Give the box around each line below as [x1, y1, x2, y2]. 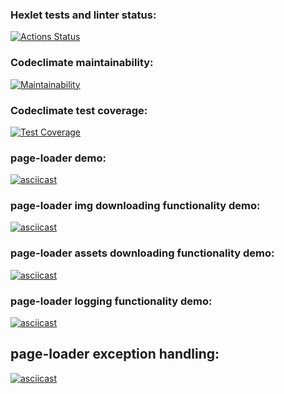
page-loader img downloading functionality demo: [10, 199, 261, 213]
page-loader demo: [10, 151, 107, 165]
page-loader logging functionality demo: [10, 294, 213, 308]
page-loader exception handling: [10, 346, 220, 363]
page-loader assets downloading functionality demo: [10, 246, 275, 260]
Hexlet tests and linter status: [10, 8, 157, 22]
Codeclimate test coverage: [10, 103, 148, 117]
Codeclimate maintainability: [10, 56, 154, 70]
